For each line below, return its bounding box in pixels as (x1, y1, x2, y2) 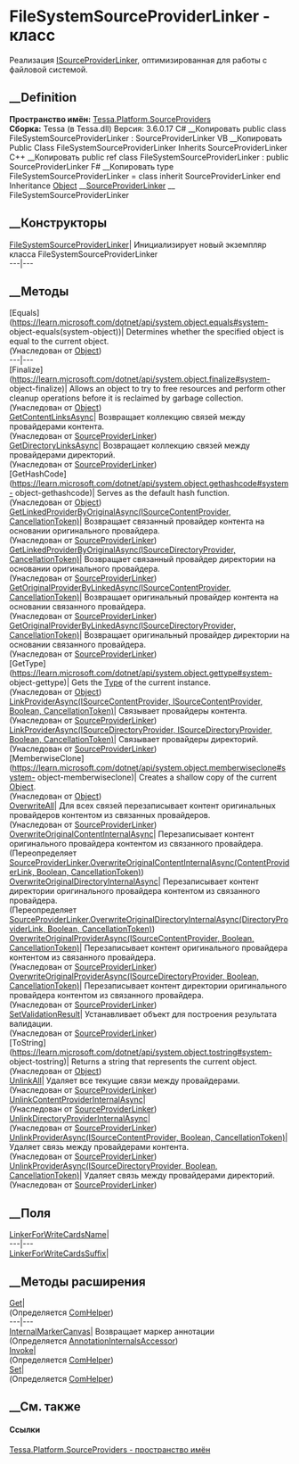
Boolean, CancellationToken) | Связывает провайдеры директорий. (9, 734, 259, 745)
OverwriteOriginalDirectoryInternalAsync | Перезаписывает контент (9, 876, 260, 887)
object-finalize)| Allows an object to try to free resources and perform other (9, 384, 287, 394)
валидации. (9, 1019, 53, 1030)
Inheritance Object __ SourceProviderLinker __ (9, 180, 175, 191)
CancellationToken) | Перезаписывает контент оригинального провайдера (9, 943, 288, 954)
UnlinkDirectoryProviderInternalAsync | (9, 1113, 151, 1124)
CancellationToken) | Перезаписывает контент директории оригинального (9, 980, 287, 991)
